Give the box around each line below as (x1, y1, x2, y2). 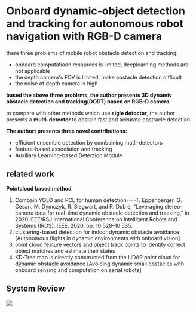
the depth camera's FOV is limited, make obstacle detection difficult (14, 74, 182, 81)
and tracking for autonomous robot (6, 17, 184, 30)
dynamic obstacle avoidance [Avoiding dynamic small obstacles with (14, 260, 185, 267)
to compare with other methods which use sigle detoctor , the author (6, 109, 175, 117)
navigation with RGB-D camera (6, 30, 163, 43)
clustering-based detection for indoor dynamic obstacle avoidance (14, 228, 180, 235)
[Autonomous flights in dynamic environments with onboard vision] (14, 234, 180, 241)
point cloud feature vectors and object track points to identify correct (14, 241, 185, 248)
